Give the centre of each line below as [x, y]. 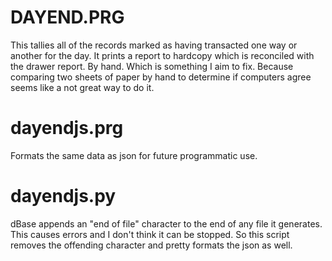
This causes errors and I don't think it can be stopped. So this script [150, 234]
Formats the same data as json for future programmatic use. [134, 155]
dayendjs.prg [67, 128]
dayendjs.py [63, 196]
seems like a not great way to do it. [82, 87]
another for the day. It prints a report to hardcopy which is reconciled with [162, 55]
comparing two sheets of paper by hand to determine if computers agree [161, 77]
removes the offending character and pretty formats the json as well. [151, 245]
